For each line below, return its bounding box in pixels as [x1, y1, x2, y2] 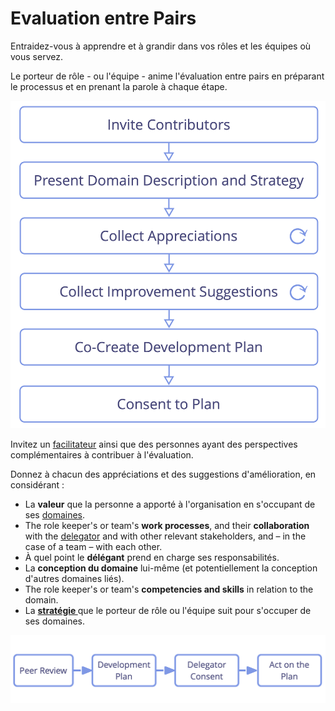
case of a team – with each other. [24, 541, 163, 553]
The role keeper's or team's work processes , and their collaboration [24, 520, 310, 532]
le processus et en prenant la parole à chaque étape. [10, 80, 228, 92]
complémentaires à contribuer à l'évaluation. [10, 449, 194, 461]
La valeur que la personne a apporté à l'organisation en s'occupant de [24, 498, 316, 511]
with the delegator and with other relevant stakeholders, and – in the [24, 530, 307, 542]
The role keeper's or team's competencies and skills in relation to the [24, 583, 314, 596]
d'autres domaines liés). [24, 573, 125, 585]
